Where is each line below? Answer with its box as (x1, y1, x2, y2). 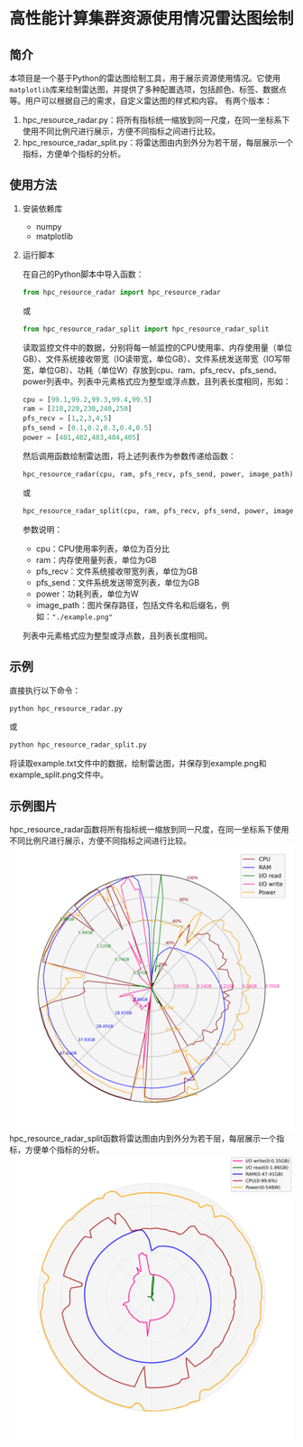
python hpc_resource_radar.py (9, 704, 124, 713)
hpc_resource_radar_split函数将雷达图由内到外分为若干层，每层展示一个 (9, 1133, 277, 1144)
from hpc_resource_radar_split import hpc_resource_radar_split (22, 324, 270, 334)
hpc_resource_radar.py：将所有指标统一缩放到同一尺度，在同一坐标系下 (22, 115, 290, 125)
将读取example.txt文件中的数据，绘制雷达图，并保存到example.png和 (9, 758, 268, 769)
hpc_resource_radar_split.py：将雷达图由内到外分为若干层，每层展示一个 (22, 137, 294, 147)
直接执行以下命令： (9, 684, 81, 696)
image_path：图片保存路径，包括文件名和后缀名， (35, 599, 223, 610)
